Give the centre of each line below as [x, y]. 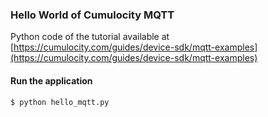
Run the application [51, 80]
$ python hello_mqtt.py [60, 102]
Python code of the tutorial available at [90, 37]
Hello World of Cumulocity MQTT [92, 15]
